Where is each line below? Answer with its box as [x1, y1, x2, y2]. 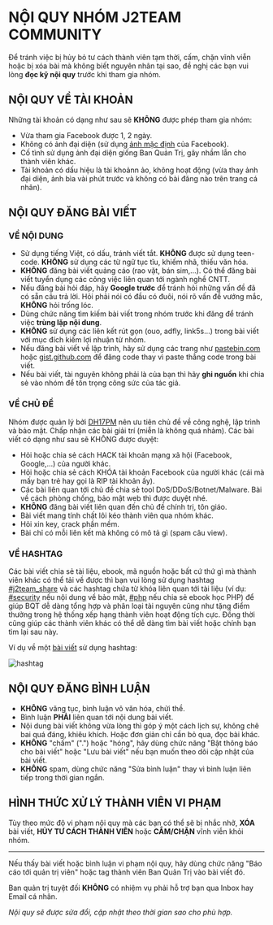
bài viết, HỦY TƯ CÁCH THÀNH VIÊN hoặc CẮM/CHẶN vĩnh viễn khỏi [8, 826, 244, 836]
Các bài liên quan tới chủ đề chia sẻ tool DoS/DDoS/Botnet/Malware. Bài [19, 484, 262, 494]
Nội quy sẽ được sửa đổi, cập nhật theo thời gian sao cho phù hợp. [8, 907, 233, 917]
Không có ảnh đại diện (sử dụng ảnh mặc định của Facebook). [19, 139, 229, 149]
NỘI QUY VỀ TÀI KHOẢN [8, 93, 133, 107]
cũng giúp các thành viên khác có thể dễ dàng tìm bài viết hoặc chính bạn [8, 619, 257, 628]
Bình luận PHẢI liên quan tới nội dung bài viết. [19, 712, 174, 722]
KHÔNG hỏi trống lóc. [19, 301, 93, 311]
